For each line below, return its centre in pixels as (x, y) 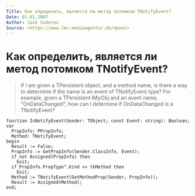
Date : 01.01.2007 (27, 17)
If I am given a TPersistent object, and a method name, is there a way (104, 85)
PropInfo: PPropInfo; (38, 131)
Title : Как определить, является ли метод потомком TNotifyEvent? (89, 11)
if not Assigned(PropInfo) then (51, 157)
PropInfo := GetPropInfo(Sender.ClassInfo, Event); (76, 152)
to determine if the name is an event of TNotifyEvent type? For (96, 92)
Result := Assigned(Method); (47, 183)
